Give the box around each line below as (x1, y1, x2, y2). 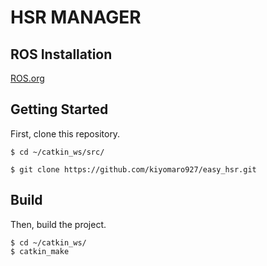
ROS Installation (10, 46, 113, 63)
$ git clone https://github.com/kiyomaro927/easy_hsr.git (10, 164, 257, 175)
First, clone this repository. (10, 127, 121, 140)
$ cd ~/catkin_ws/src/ (10, 147, 105, 157)
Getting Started (10, 101, 109, 118)
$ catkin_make (10, 246, 70, 256)
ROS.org (10, 72, 45, 84)
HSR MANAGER (10, 6, 142, 29)
